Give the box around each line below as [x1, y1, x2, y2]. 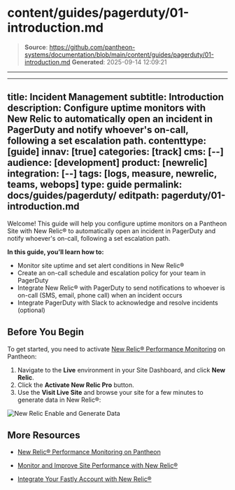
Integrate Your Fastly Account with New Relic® [17, 475, 152, 484]
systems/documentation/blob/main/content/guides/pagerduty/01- [24, 50, 215, 59]
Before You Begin [7, 326, 85, 338]
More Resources [7, 429, 80, 441]
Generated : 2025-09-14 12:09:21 [71, 57, 167, 66]
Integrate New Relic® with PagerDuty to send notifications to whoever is [17, 283, 225, 292]
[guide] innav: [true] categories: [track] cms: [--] [7, 146, 224, 158]
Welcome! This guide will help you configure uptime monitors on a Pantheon [7, 219, 227, 227]
